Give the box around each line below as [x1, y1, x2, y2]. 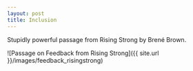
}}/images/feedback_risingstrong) [7, 56, 103, 64]
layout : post [7, 10, 45, 17]
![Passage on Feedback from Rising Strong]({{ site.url [7, 49, 159, 57]
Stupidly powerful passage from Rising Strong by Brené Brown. [7, 35, 187, 43]
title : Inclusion [7, 17, 57, 23]
